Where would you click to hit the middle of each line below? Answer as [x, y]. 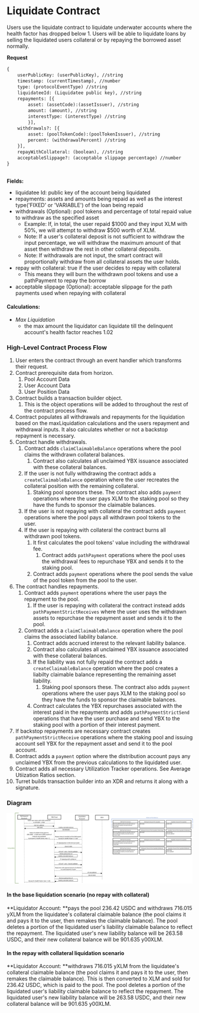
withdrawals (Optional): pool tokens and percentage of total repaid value [103, 211]
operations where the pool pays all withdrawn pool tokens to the [102, 517]
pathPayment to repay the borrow [65, 280]
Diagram [19, 803]
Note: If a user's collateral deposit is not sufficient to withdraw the [104, 236]
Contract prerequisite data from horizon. [64, 373]
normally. [18, 46]
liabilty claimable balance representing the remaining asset [105, 675]
